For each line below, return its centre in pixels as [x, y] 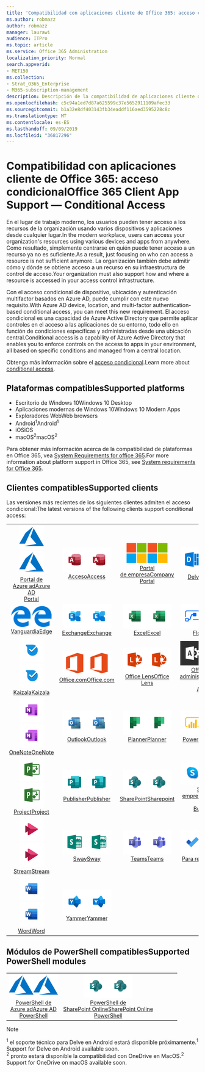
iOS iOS [24, 430]
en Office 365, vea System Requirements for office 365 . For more [88, 455]
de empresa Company [147, 574]
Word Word [31, 931]
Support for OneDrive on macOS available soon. [67, 1063]
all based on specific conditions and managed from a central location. [94, 350]
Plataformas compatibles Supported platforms [95, 388]
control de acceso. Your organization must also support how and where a [98, 274]
